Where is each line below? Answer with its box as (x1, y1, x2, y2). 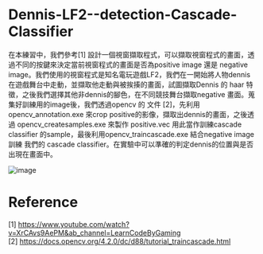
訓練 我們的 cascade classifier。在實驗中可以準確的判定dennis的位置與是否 (8, 139, 254, 149)
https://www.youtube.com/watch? (17, 219, 130, 229)
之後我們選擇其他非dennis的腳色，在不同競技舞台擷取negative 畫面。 (21, 89, 249, 99)
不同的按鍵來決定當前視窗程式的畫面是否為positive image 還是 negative (14, 60, 249, 69)
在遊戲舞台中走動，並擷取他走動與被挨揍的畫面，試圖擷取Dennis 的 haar (8, 80, 245, 89)
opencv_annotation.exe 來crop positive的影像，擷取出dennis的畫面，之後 (8, 109, 248, 119)
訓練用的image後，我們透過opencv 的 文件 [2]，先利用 (21, 100, 200, 109)
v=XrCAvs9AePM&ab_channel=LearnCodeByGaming (8, 228, 181, 237)
